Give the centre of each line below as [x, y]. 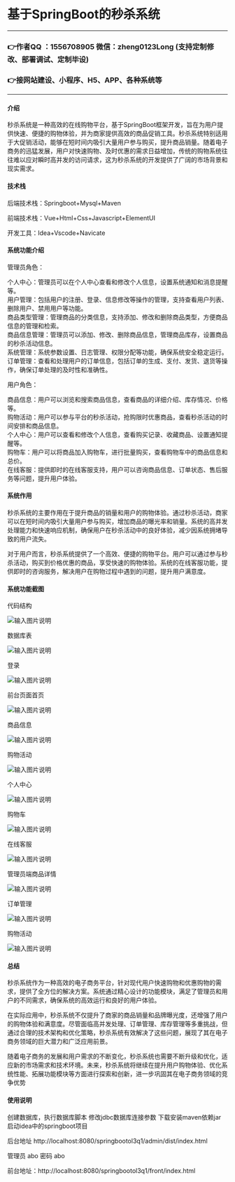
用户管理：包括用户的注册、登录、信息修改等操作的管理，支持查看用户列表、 [117, 300]
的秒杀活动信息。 [32, 343]
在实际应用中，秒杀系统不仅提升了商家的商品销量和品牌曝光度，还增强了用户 [117, 1015]
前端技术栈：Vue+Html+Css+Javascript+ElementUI [81, 217]
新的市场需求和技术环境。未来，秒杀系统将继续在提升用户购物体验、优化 [117, 1065]
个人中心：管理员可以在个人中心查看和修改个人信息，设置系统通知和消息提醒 [117, 282]
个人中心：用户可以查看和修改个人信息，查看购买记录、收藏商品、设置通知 [114, 434]
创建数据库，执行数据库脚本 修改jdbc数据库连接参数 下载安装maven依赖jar [114, 1117]
